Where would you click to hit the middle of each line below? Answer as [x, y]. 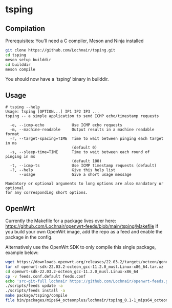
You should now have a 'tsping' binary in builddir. [57, 79]
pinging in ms [20, 157]
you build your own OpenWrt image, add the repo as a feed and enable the [84, 232]
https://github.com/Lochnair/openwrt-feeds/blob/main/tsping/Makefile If [82, 226]
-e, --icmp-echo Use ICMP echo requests [66, 125]
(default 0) [84, 148]
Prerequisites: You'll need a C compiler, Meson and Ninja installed [74, 41]
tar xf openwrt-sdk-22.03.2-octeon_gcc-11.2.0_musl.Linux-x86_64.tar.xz [84, 267]
